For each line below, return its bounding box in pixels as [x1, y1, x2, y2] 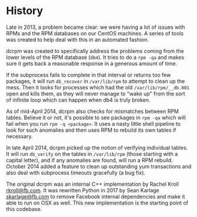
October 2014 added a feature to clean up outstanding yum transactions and [6, 163, 192, 170]
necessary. [6, 132, 34, 139]
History [6, 4, 44, 18]
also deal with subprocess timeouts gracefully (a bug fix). [6, 169, 146, 176]
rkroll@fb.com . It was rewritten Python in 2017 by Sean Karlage [6, 186, 160, 193]
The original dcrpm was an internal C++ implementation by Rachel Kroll [6, 181, 179, 188]
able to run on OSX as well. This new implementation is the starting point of [6, 199, 189, 206]
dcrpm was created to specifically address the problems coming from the [6, 47, 184, 54]
